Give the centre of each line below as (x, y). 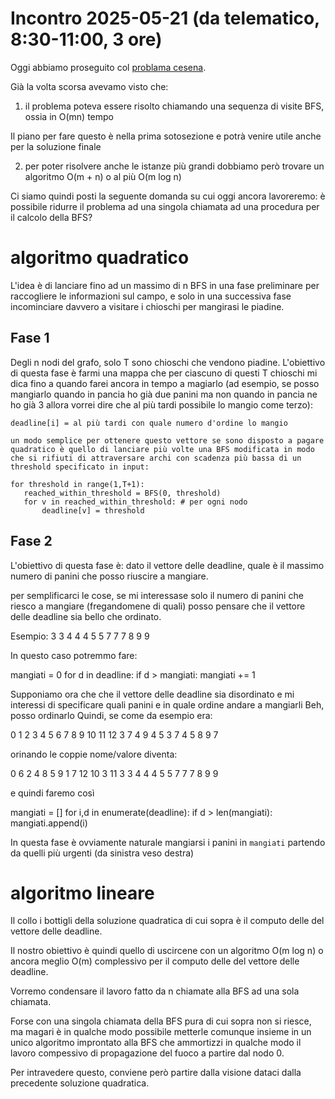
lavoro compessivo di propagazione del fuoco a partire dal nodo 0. (147, 1053)
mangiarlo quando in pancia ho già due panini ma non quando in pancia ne (164, 394)
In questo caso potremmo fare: (74, 655)
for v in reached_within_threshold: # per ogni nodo (135, 502)
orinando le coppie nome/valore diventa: (94, 754)
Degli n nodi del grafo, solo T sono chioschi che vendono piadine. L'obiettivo (168, 362)
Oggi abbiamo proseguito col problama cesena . (108, 67)
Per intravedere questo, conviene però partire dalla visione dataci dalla (156, 1073)
